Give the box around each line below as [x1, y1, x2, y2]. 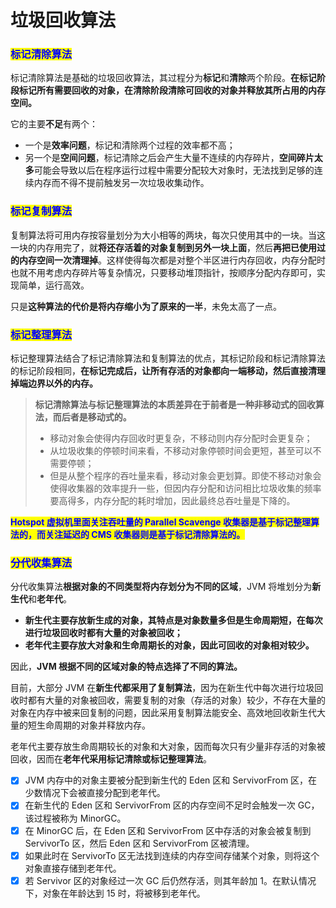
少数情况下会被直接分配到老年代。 [24, 787, 166, 799]
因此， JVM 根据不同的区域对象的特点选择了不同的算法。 [10, 661, 243, 673]
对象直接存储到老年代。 [24, 862, 122, 874]
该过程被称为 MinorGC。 [24, 812, 127, 824]
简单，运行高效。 [18, 279, 90, 291]
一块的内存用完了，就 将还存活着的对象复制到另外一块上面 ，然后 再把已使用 [10, 241, 317, 253]
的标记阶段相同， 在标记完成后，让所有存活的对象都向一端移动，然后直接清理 [10, 365, 326, 377]
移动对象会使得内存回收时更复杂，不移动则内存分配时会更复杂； [49, 432, 313, 445]
